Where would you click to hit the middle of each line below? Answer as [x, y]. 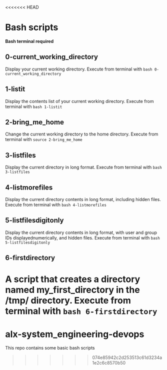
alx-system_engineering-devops [75, 334]
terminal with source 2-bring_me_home [44, 139]
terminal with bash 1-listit [34, 106]
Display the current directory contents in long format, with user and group [81, 232]
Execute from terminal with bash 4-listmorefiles [56, 205]
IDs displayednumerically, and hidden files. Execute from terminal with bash [82, 237]
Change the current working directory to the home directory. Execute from [82, 134]
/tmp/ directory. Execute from [68, 301]
